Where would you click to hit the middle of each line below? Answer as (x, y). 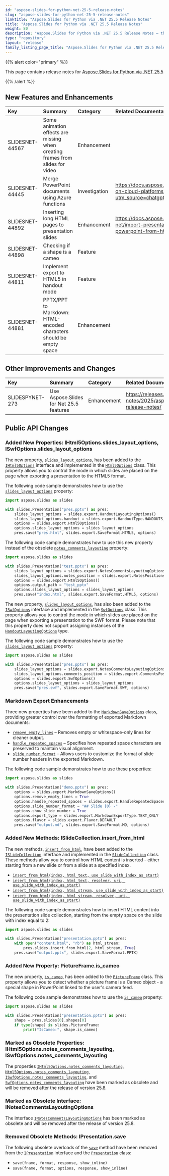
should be (55, 338)
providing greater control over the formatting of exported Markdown (76, 717)
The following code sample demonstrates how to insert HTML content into (82, 909)
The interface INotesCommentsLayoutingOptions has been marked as (75, 1118)
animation (55, 126)
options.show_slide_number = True (50, 811)
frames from (58, 158)
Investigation (93, 191)
